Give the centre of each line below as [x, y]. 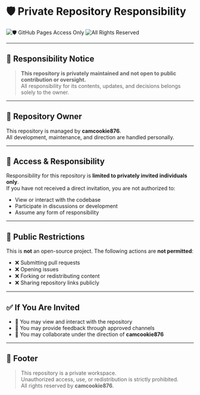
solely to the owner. [45, 92]
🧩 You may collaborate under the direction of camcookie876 [89, 334]
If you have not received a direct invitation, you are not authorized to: [91, 189]
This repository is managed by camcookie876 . [64, 131]
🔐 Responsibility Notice [50, 59]
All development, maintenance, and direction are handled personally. [90, 137]
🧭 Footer [22, 358]
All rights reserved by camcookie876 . [67, 385]
